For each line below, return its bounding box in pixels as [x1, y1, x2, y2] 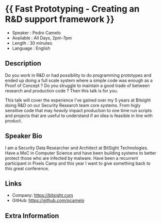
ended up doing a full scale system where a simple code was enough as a [5, 77, 153, 83]
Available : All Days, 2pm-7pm [12, 35, 72, 41]
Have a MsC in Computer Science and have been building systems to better [5, 150, 157, 156]
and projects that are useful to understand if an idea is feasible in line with [5, 113, 153, 119]
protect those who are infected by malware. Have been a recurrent [5, 155, 138, 161]
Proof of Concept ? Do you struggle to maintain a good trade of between [5, 83, 150, 88]
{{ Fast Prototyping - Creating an [5, 3, 140, 15]
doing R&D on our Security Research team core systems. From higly [5, 102, 141, 108]
